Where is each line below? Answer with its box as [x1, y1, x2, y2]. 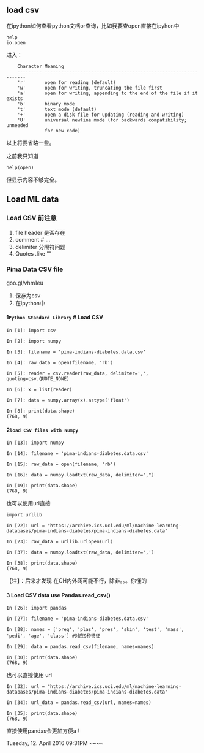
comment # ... [15, 235, 51, 243]
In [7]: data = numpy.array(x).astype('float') [6, 397, 130, 403]
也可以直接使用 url [6, 671, 53, 679]
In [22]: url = [6, 522, 45, 529]
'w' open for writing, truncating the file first [17, 85, 163, 91]
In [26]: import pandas [6, 605, 67, 611]
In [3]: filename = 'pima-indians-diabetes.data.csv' [6, 349, 147, 355]
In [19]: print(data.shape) [6, 483, 78, 489]
